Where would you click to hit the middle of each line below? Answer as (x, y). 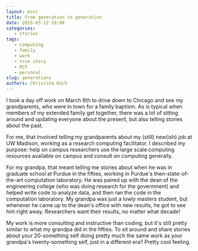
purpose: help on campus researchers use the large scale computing (90, 150)
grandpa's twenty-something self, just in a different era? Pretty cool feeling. (98, 242)
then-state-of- (172, 174)
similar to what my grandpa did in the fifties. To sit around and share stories (98, 229)
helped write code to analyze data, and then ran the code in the (84, 193)
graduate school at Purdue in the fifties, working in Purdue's (79, 174)
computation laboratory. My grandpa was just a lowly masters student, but (97, 199)
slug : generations (29, 78)
